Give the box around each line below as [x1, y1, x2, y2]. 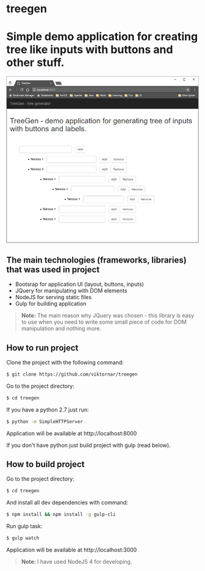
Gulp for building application [15, 300, 87, 307]
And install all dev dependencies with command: [6, 499, 128, 506]
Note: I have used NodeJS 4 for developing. [21, 558, 132, 565]
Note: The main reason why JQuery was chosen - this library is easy [21, 312, 195, 319]
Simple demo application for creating [6, 30, 198, 44]
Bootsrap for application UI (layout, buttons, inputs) [15, 280, 145, 288]
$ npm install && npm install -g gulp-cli [6, 512, 116, 518]
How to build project [6, 459, 85, 469]
